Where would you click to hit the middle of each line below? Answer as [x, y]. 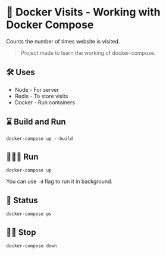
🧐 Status [22, 200]
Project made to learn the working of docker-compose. [88, 52]
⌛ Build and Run [36, 122]
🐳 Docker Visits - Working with [83, 12]
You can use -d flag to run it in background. [59, 182]
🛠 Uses [21, 72]
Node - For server [37, 89]
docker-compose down [32, 246]
